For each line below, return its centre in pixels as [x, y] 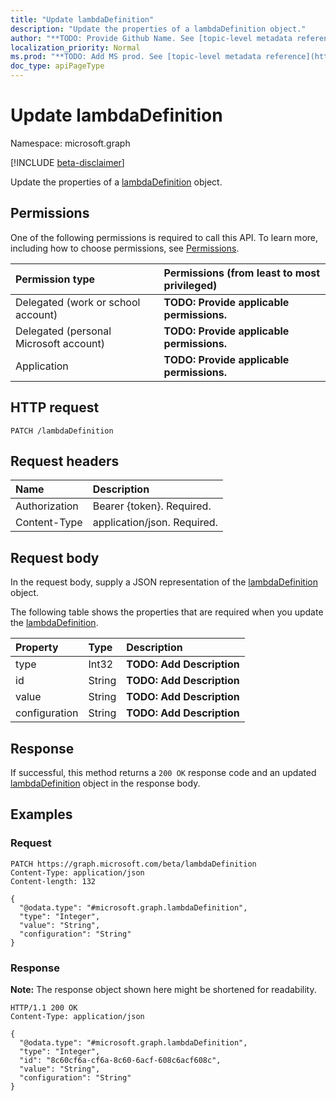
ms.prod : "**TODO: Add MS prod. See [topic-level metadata [136, 57]
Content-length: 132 [53, 881]
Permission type [55, 279]
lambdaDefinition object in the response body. [105, 783]
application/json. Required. [155, 523]
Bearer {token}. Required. [152, 506]
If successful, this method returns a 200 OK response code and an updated [163, 772]
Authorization [47, 506]
